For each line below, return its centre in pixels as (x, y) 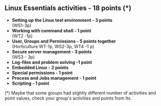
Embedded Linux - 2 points (40, 67)
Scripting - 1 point (30, 83)
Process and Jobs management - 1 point (54, 78)
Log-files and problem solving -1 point (52, 62)
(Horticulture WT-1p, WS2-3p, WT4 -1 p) (53, 46)
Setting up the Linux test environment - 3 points (62, 20)
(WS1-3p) (22, 25)
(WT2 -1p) (22, 36)
